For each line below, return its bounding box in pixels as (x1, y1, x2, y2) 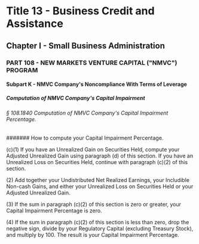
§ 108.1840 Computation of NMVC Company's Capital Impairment (6, 109, 169, 117)
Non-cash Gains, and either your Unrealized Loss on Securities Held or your (6, 183, 194, 190)
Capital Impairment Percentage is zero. (6, 207, 103, 214)
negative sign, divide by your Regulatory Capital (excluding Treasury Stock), (6, 225, 194, 232)
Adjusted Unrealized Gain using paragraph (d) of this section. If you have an (6, 152, 193, 159)
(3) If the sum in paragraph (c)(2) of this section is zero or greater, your (6, 200, 181, 208)
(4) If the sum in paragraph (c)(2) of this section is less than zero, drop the (6, 218, 189, 226)
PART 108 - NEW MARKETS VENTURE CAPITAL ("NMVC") (6, 58, 177, 67)
